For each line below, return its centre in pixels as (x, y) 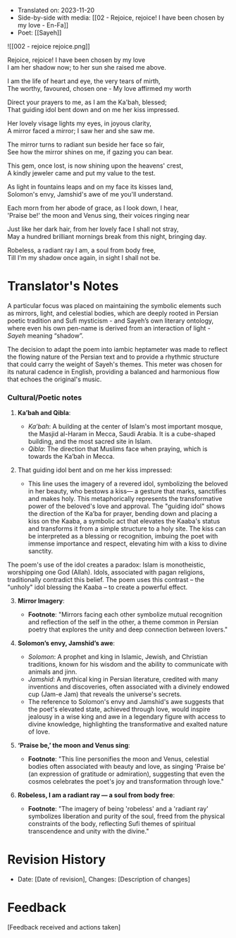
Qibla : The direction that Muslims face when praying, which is (118, 449)
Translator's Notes (63, 286)
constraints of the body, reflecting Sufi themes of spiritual (112, 824)
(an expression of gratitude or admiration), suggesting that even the (126, 774)
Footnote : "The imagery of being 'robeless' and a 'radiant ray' (118, 809)
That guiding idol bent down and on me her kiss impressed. (93, 110)
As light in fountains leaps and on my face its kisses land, (91, 187)
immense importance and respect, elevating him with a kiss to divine (128, 544)
